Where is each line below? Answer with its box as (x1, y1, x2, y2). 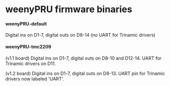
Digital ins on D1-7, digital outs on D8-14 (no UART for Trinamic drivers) (5, 32, 156, 38)
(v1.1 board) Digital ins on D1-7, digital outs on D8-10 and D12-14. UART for (5, 55, 162, 61)
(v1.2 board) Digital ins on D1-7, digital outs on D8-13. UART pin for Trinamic (5, 70, 165, 76)
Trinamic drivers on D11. (5, 60, 56, 67)
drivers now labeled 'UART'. (5, 75, 64, 82)
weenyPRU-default (5, 20, 47, 26)
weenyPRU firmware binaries (5, 4, 133, 15)
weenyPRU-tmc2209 (5, 43, 51, 49)
